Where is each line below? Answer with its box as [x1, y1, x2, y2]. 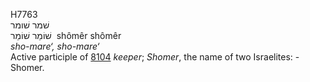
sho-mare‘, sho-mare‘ [10, 40, 100, 52]
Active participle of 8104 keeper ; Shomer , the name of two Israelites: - [10, 51, 300, 63]
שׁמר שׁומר [10, 19, 50, 31]
